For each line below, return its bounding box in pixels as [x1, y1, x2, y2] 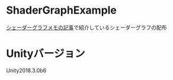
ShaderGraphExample [6, 4, 117, 17]
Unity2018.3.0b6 [6, 66, 46, 74]
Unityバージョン [6, 47, 85, 60]
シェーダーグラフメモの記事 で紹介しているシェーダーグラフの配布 [6, 24, 167, 31]
